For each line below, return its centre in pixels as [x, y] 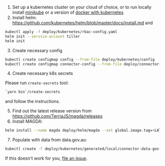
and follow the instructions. [33, 101]
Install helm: [24, 17]
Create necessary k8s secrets [42, 73]
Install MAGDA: [27, 121]
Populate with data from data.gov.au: [50, 140]
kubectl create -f [24, 149]
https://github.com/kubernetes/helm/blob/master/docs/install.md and [82, 23]
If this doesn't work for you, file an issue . [46, 158]
